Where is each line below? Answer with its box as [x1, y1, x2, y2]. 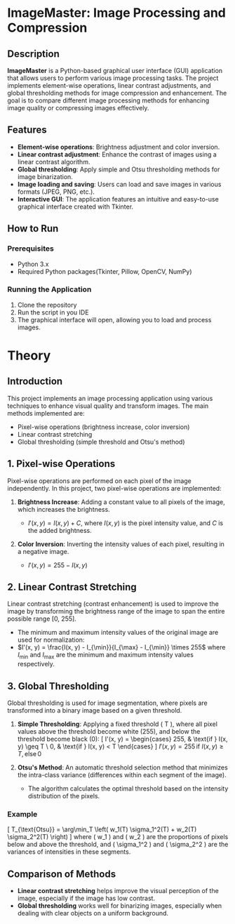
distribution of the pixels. [27, 792, 100, 800]
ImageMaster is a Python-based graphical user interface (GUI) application [7, 67, 223, 74]
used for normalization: [17, 635, 85, 644]
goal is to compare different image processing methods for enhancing [7, 96, 210, 105]
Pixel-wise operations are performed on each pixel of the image [7, 476, 192, 485]
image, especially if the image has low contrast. [17, 894, 156, 903]
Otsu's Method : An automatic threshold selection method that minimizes [17, 763, 228, 772]
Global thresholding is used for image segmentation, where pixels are [7, 699, 208, 707]
